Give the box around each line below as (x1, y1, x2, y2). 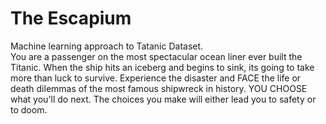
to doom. (10, 103, 48, 116)
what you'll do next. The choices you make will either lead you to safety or (10, 93, 317, 105)
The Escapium (10, 7, 132, 30)
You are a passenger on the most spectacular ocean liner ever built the (10, 50, 303, 62)
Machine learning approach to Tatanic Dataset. (10, 40, 204, 52)
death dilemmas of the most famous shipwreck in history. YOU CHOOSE (10, 82, 308, 94)
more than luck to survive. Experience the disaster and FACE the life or (10, 72, 302, 84)
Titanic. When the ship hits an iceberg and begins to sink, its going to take (10, 61, 315, 73)
